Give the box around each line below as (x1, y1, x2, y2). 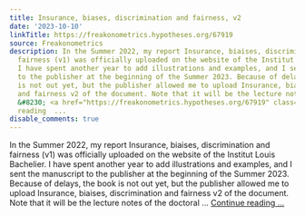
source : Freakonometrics (9, 38, 103, 48)
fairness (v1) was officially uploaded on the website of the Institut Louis (9, 149, 276, 160)
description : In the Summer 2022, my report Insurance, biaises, (9, 47, 261, 56)
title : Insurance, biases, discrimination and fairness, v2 (9, 13, 242, 23)
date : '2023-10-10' (9, 22, 84, 31)
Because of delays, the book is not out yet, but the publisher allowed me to (9, 178, 290, 189)
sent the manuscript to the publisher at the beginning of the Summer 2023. (9, 169, 290, 180)
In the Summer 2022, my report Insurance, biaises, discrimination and (9, 140, 271, 151)
